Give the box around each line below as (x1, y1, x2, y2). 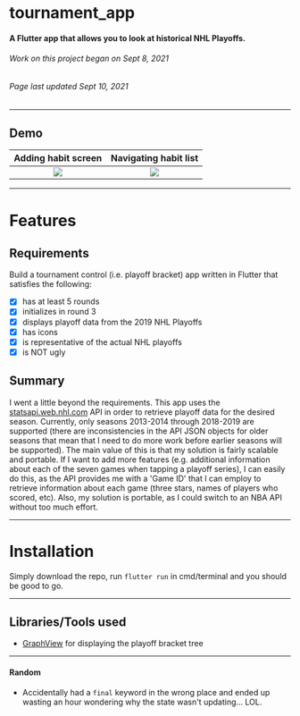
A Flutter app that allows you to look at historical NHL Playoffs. (9, 32, 246, 43)
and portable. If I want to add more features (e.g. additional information (9, 454, 271, 465)
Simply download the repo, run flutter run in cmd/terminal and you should (9, 570, 287, 581)
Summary (9, 374, 65, 389)
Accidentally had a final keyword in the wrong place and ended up (21, 687, 271, 697)
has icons (21, 326, 58, 337)
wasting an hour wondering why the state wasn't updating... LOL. (21, 696, 262, 707)
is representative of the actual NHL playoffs (21, 336, 183, 347)
